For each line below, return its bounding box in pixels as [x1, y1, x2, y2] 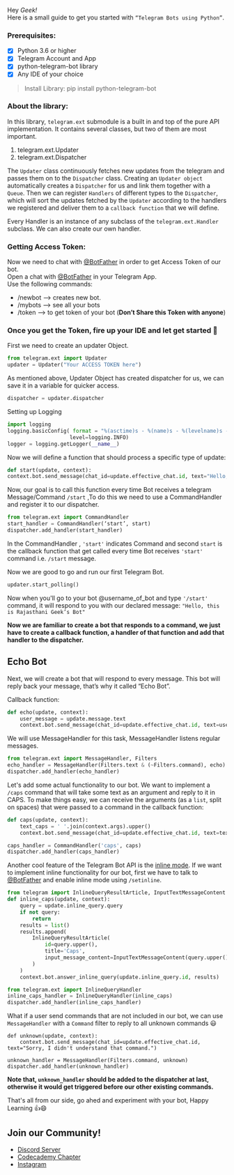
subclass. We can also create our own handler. [7, 224, 141, 233]
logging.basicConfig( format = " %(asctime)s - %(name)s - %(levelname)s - [7, 427, 229, 434]
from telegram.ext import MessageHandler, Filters [7, 755, 157, 762]
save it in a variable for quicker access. [7, 381, 120, 390]
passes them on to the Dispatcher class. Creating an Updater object [7, 174, 203, 182]
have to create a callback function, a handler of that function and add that [7, 628, 225, 636]
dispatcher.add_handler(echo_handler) [7, 768, 120, 775]
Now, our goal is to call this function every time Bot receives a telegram [7, 486, 212, 494]
